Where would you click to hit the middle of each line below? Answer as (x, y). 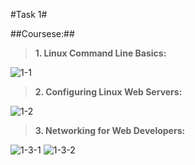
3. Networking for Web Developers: (110, 130)
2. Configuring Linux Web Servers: (108, 92)
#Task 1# (29, 14)
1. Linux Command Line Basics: (100, 53)
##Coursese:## (42, 33)
